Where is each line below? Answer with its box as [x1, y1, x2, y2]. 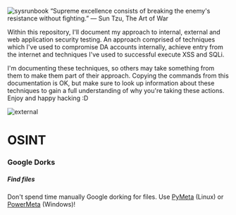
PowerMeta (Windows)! [7, 200, 76, 209]
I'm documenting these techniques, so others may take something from [7, 64, 215, 72]
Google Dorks [7, 157, 56, 167]
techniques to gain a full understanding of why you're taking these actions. [7, 87, 225, 94]
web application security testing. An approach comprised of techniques [7, 35, 216, 44]
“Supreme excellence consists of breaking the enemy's [50, 7, 211, 15]
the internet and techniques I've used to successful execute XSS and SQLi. [7, 50, 225, 59]
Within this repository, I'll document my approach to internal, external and [7, 28, 221, 36]
